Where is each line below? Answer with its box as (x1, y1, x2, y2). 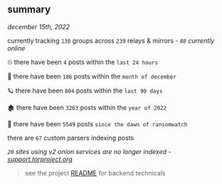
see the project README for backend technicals (24, 168, 166, 177)
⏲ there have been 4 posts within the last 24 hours (7, 58, 159, 66)
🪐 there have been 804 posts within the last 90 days (7, 86, 163, 95)
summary (7, 4, 51, 16)
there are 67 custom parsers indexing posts (7, 133, 134, 142)
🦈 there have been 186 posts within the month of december (7, 72, 176, 81)
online (7, 44, 26, 52)
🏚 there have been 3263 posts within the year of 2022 (7, 103, 167, 111)
